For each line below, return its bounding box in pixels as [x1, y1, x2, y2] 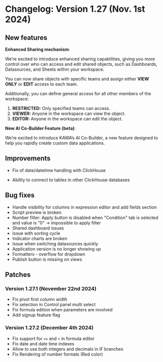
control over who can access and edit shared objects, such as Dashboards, [5, 61, 158, 67]
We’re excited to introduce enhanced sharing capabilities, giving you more [5, 56, 156, 62]
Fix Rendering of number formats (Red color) [12, 351, 103, 357]
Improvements [5, 154, 51, 163]
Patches [5, 271, 31, 279]
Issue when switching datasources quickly [12, 241, 98, 247]
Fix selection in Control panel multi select [12, 302, 96, 307]
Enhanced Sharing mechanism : [5, 47, 70, 52]
